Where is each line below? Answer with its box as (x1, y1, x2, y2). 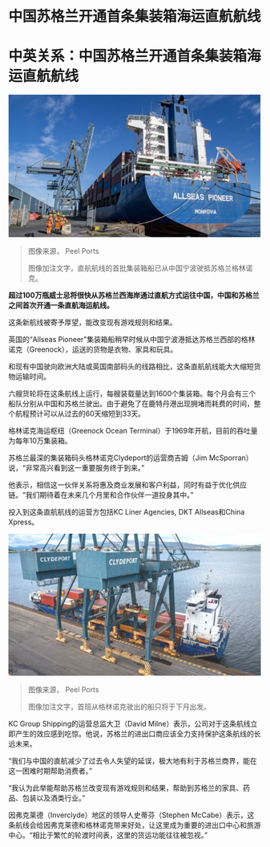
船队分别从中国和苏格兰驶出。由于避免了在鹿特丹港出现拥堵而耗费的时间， (8, 398, 254, 408)
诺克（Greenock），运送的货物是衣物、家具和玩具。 (8, 344, 178, 354)
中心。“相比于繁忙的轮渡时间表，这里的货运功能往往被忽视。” (8, 830, 208, 840)
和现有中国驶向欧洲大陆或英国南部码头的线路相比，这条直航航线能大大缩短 (8, 361, 254, 371)
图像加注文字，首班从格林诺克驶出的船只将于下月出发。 (27, 702, 211, 711)
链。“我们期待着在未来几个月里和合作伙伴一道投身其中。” (8, 490, 194, 499)
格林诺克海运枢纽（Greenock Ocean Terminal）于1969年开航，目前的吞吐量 (8, 426, 258, 435)
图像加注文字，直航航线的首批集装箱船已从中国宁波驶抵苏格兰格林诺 (27, 263, 253, 273)
